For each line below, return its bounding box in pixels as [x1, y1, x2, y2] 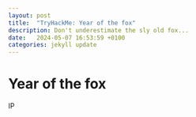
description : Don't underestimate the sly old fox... [8, 26, 190, 34]
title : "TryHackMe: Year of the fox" [8, 19, 136, 27]
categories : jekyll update [8, 41, 97, 49]
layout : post [8, 11, 51, 20]
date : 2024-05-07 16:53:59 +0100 [8, 33, 126, 42]
